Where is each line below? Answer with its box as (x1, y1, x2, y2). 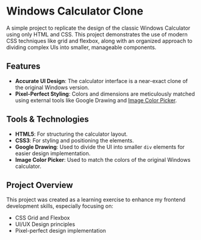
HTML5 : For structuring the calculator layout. (15, 130, 128, 138)
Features (6, 61, 41, 72)
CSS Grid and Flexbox (15, 214, 70, 222)
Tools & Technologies (6, 114, 89, 125)
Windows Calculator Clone (6, 4, 143, 18)
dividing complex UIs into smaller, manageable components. (6, 44, 157, 51)
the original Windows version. (15, 84, 90, 91)
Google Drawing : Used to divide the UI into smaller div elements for (15, 143, 185, 150)
